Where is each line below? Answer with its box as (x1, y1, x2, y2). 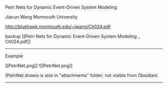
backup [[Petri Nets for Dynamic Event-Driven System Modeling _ (5, 33, 140, 39)
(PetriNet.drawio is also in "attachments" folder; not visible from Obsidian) (5, 72, 158, 78)
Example (5, 53, 23, 59)
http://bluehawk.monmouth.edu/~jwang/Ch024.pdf (5, 23, 111, 29)
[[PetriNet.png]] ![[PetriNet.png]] (5, 62, 73, 68)
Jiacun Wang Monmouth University (5, 14, 78, 19)
